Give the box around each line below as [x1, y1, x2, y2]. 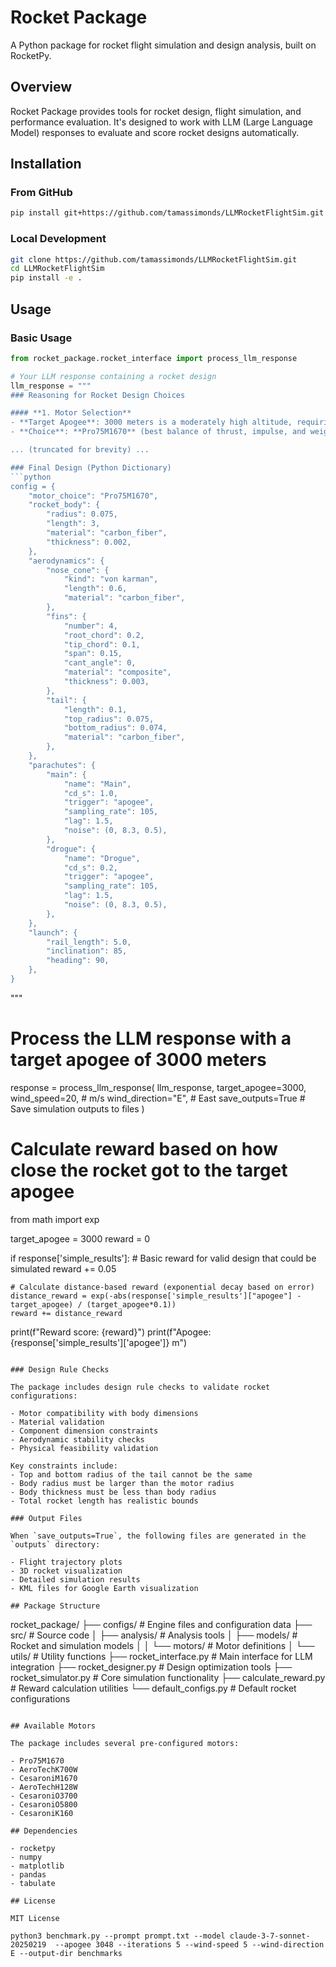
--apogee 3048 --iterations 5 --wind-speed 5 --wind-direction [54, 1939, 325, 1950]
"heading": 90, [46, 956, 110, 966]
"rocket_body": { [28, 500, 101, 510]
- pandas [10, 1869, 47, 1880]
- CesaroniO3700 [10, 1791, 78, 1801]
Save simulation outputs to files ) [10, 1102, 145, 1115]
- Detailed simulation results [10, 1574, 141, 1585]
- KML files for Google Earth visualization [10, 1583, 199, 1593]
